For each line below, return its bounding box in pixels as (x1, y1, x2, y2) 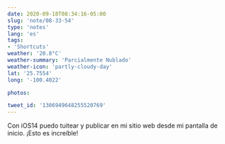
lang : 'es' (7, 30, 40, 38)
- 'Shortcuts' (7, 43, 50, 50)
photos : (7, 89, 31, 96)
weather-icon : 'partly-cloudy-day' (7, 63, 113, 70)
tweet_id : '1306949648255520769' (7, 102, 106, 109)
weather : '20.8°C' (7, 50, 62, 57)
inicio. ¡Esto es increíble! (7, 129, 79, 138)
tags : (7, 37, 23, 44)
